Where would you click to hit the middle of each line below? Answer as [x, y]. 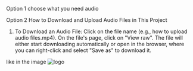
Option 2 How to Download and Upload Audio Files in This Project [87, 20]
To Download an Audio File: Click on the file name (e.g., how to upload [101, 31]
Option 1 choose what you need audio [52, 9]
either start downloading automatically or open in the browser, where [99, 44]
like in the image [26, 62]
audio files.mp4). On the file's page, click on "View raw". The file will [99, 38]
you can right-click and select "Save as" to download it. [83, 50]
